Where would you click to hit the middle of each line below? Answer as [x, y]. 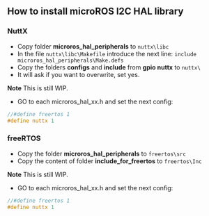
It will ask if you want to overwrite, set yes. [78, 74]
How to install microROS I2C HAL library [95, 11]
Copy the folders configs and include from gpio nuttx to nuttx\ [109, 67]
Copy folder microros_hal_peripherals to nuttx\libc [93, 46]
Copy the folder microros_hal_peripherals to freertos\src [102, 153]
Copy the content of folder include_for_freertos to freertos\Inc [109, 161]
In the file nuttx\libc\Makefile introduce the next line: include [107, 53]
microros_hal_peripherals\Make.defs [70, 60]
